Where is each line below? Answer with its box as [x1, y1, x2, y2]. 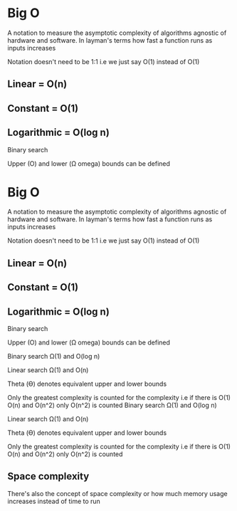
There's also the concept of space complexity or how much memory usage [7, 489, 228, 497]
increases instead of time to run [7, 497, 101, 505]
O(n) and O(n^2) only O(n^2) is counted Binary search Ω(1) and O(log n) [7, 401, 217, 410]
